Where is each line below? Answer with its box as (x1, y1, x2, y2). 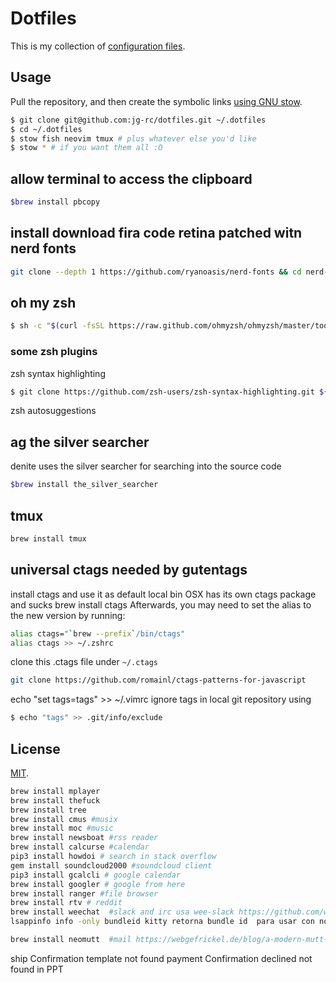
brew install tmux (10, 533, 87, 544)
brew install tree (10, 805, 87, 815)
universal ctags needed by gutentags (10, 562, 248, 579)
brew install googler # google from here (10, 879, 186, 889)
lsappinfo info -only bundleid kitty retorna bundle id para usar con (10, 917, 315, 927)
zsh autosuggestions (10, 405, 97, 417)
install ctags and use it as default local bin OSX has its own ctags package (10, 588, 317, 600)
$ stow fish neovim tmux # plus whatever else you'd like (10, 133, 257, 144)
